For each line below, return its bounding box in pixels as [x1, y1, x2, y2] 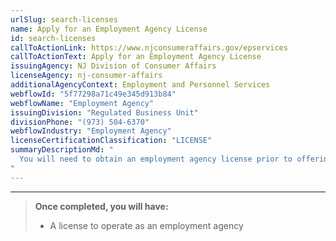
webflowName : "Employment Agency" [10, 98, 155, 108]
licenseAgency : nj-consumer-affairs [10, 71, 163, 81]
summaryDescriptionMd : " [10, 145, 114, 155]
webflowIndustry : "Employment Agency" [10, 126, 172, 136]
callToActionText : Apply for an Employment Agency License [10, 52, 262, 62]
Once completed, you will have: [34, 200, 169, 212]
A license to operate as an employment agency [49, 219, 244, 231]
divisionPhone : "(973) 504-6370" [10, 117, 150, 127]
